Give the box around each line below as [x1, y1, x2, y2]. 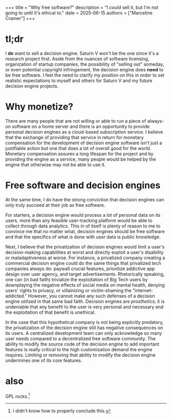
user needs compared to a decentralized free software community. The [5, 335, 156, 341]
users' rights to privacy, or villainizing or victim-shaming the [5, 287, 132, 293]
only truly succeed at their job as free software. [5, 202, 105, 208]
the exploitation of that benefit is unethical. [5, 309, 96, 315]
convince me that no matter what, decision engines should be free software [5, 228, 165, 234]
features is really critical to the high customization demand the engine [5, 346, 153, 352]
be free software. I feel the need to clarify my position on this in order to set [5, 72, 165, 78]
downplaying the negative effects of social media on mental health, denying [5, 282, 165, 288]
